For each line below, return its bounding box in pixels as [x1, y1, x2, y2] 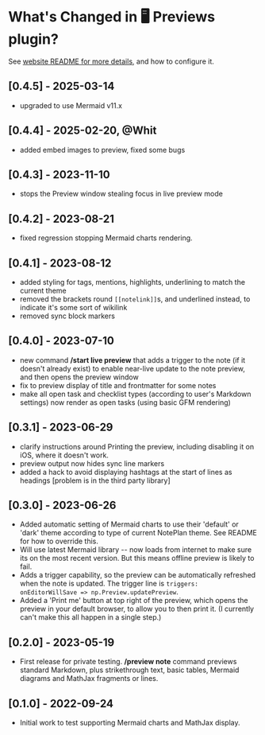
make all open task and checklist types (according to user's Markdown [19, 389, 252, 399]
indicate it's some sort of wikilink [19, 303, 128, 312]
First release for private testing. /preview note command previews [19, 657, 237, 667]
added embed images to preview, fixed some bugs [19, 145, 186, 154]
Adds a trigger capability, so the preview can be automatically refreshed [19, 570, 256, 580]
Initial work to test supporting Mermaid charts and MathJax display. [19, 718, 240, 728]
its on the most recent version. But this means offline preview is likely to [19, 554, 255, 563]
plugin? [8, 30, 60, 49]
